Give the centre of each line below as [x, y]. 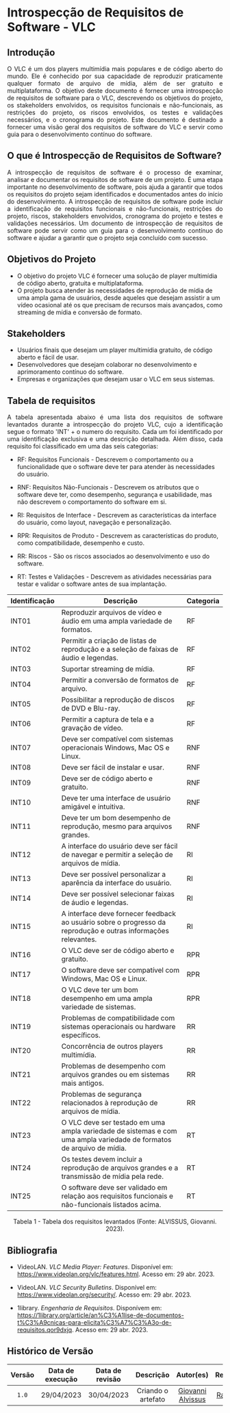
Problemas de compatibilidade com [118, 1018]
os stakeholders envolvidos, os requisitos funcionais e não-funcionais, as [115, 105]
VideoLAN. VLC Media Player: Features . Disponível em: [95, 1267]
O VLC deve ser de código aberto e [118, 951]
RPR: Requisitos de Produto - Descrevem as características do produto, [118, 536]
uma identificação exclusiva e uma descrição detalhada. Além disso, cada [115, 439]
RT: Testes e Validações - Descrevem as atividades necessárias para [114, 577]
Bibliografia [33, 1250]
